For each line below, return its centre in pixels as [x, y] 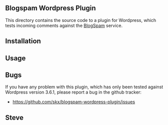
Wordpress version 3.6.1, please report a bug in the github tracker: [73, 92]
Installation [23, 41]
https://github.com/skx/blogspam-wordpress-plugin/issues [74, 102]
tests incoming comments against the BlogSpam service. [64, 25]
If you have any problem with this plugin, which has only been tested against [84, 87]
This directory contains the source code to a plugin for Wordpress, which [81, 20]
